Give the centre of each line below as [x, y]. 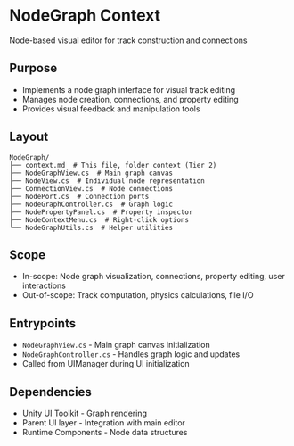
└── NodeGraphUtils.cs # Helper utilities [91, 227]
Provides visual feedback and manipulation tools [111, 109]
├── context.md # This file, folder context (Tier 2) [113, 165]
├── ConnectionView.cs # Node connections [91, 188]
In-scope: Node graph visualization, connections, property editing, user [153, 277]
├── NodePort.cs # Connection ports [79, 196]
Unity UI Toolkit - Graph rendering [84, 413]
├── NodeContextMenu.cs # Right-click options [99, 219]
